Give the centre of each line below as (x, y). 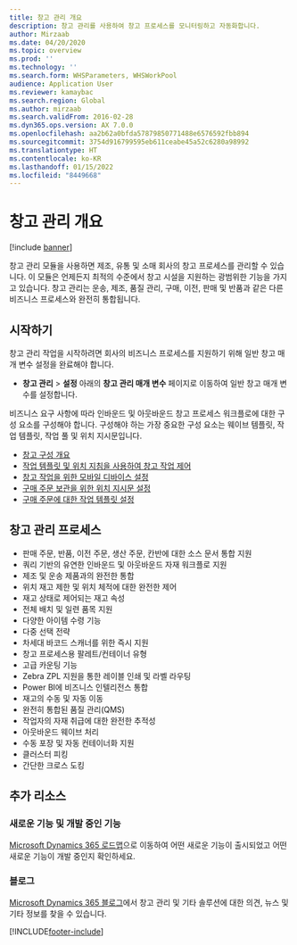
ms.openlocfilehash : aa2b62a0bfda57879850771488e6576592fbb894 (129, 134)
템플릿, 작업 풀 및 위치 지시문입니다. (80, 435)
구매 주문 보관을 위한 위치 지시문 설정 (87, 488)
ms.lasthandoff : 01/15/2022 (62, 167)
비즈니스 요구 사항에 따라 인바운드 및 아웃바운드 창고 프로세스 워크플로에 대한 (143, 413)
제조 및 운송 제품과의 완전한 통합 (78, 576)
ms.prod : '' (31, 59)
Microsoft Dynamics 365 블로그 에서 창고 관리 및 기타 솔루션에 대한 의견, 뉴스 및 (149, 902)
